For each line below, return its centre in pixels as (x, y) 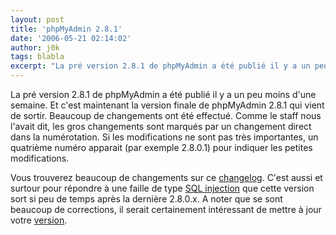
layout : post (37, 19)
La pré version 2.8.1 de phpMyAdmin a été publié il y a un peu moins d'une (163, 94)
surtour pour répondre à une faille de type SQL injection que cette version (162, 188)
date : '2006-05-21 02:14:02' (71, 38)
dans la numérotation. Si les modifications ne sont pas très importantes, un (164, 137)
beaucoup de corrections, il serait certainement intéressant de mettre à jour (166, 209)
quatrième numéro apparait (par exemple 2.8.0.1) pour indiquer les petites (161, 147)
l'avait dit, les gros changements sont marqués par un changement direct (161, 126)
